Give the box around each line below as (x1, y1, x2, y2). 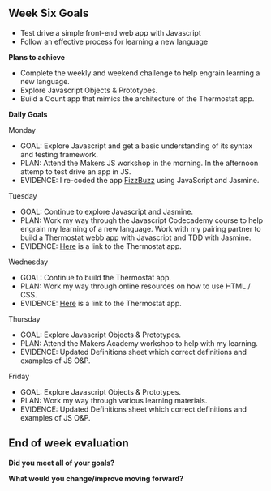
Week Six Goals (8, 6, 89, 20)
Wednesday (8, 257, 49, 267)
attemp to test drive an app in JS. (19, 166, 131, 177)
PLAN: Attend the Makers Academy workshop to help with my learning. (19, 338, 258, 348)
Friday (8, 371, 30, 381)
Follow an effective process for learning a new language (19, 36, 209, 46)
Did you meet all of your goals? (8, 458, 115, 468)
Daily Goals (8, 109, 48, 119)
